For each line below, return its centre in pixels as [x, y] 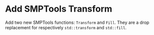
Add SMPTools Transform [59, 9]
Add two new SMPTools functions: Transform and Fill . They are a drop [77, 22]
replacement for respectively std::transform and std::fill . [66, 27]
